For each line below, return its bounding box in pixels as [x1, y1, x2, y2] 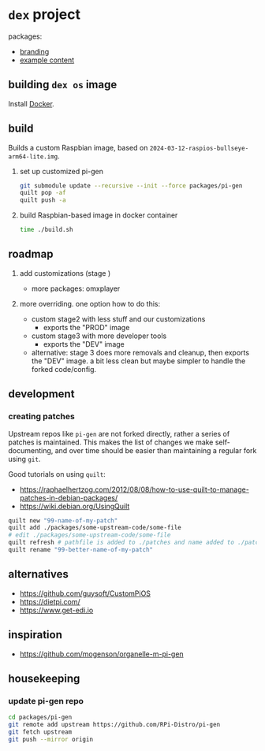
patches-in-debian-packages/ [19, 493, 118, 502]
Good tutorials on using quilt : [8, 469, 106, 478]
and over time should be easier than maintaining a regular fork [54, 445, 257, 455]
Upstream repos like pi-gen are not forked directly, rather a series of [8, 429, 230, 438]
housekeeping [8, 671, 80, 685]
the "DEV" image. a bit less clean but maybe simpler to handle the [31, 356, 246, 366]
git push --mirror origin [8, 735, 93, 743]
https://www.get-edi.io [19, 605, 94, 615]
